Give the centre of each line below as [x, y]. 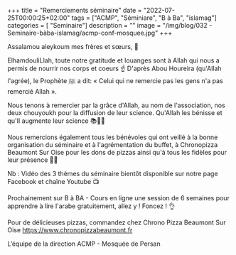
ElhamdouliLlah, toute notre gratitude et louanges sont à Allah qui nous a [114, 60]
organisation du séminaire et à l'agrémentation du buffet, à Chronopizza [113, 145]
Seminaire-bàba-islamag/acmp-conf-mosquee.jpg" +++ [90, 33]
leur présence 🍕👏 [33, 160]
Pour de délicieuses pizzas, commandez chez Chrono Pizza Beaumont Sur [117, 222]
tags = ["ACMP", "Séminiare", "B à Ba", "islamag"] [144, 18]
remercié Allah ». [32, 91]
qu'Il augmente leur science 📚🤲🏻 [56, 121]
